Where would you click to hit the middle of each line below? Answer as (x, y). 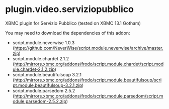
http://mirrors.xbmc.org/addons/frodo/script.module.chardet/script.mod (89, 64)
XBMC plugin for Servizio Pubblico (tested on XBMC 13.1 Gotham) (73, 23)
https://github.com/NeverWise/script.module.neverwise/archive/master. (89, 48)
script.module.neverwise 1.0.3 (44, 42)
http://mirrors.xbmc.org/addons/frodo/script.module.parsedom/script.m (89, 96)
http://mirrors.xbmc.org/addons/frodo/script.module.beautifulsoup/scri (88, 80)
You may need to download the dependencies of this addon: (68, 33)
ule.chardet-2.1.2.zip (34, 69)
